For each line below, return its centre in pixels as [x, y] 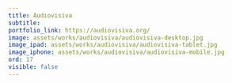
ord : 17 [21, 60]
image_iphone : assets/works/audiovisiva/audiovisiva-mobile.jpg [116, 52]
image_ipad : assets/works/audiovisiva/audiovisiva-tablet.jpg [113, 45]
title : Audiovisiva [40, 15]
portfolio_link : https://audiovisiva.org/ [79, 30]
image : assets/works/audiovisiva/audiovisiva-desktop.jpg [106, 38]
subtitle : [25, 23]
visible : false [33, 67]
